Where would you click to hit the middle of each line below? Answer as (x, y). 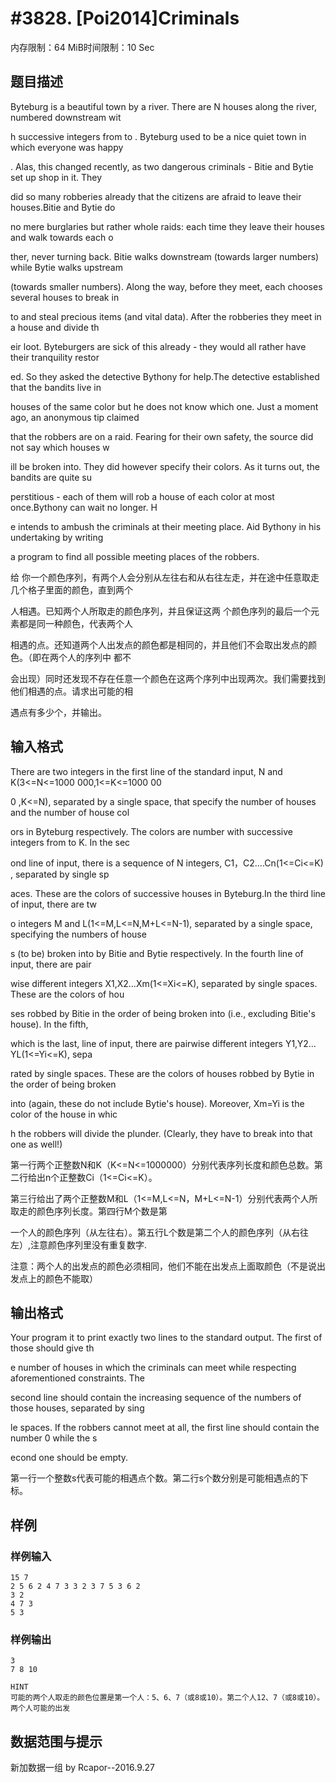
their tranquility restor (55, 357)
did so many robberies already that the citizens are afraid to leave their (156, 196)
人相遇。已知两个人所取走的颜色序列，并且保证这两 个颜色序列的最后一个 (160, 611)
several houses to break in (65, 297)
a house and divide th (55, 327)
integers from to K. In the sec (70, 842)
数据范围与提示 (56, 1741)
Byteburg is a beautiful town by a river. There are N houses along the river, (163, 106)
